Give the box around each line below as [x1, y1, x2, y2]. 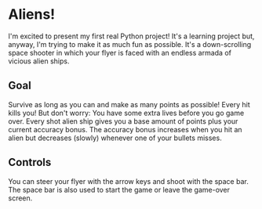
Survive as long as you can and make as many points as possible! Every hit [8, 99, 251, 109]
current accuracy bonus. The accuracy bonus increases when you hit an [8, 124, 242, 134]
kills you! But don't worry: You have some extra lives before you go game [8, 108, 245, 117]
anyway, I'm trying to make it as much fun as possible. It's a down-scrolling [8, 39, 252, 49]
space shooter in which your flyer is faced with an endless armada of [8, 48, 231, 57]
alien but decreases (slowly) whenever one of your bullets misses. [8, 133, 222, 142]
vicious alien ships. [8, 56, 70, 66]
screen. [8, 193, 33, 203]
